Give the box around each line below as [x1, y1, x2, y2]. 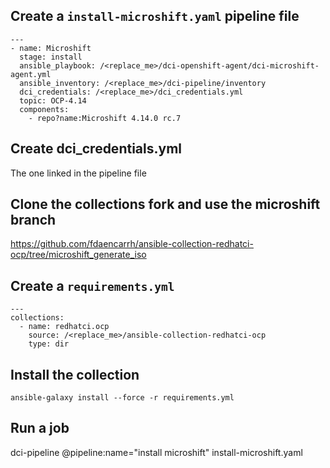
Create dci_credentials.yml [10, 140, 182, 158]
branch [10, 212, 57, 229]
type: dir [28, 339, 70, 349]
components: [19, 104, 70, 114]
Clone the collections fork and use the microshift [10, 196, 321, 213]
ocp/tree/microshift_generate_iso [10, 249, 147, 261]
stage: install [19, 52, 83, 62]
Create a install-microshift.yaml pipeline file [10, 8, 300, 25]
